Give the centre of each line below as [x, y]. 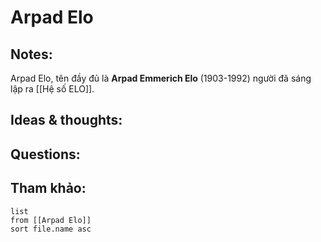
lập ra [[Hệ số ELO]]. [52, 89]
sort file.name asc [51, 229]
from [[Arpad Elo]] [51, 220]
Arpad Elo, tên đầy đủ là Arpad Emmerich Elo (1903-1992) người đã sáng [161, 78]
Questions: [45, 154]
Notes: [31, 54]
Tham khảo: [48, 188]
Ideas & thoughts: [66, 120]
